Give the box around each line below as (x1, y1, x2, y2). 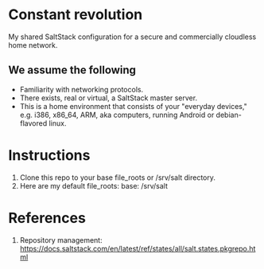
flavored (19, 118, 48, 128)
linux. (49, 118, 67, 128)
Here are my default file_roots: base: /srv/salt (19, 181, 169, 190)
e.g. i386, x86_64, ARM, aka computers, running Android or (19, 110, 215, 119)
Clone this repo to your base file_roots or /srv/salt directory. (19, 173, 216, 182)
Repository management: (19, 235, 103, 244)
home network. (8, 40, 58, 49)
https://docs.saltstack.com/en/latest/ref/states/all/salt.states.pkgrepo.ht (19, 244, 256, 253)
